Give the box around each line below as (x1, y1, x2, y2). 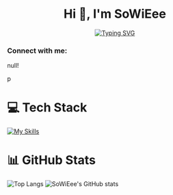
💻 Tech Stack (7, 100, 88, 116)
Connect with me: (7, 46, 68, 55)
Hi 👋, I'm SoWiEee (64, 6, 166, 22)
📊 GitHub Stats (7, 153, 96, 168)
